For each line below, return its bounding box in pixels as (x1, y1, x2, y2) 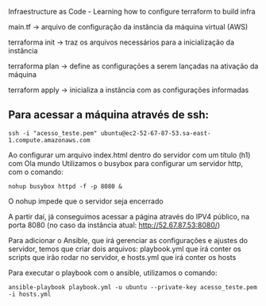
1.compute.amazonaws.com (8, 136, 91, 144)
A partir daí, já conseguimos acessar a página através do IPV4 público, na (8, 211, 250, 221)
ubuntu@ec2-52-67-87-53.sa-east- (100, 129, 212, 138)
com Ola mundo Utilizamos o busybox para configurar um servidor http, (8, 158, 244, 168)
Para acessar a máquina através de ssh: (8, 108, 209, 122)
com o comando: (8, 167, 64, 176)
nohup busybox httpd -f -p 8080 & (8, 182, 123, 190)
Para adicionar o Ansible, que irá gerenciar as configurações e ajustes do (8, 235, 249, 245)
